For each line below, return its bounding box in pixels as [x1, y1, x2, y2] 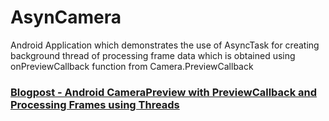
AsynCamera [10, 6, 122, 29]
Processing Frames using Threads [10, 97, 180, 111]
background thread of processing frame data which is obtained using [10, 49, 296, 61]
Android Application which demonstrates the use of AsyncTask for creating [10, 39, 320, 51]
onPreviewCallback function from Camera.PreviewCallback [10, 60, 254, 72]
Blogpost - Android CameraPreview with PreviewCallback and [10, 85, 318, 99]
